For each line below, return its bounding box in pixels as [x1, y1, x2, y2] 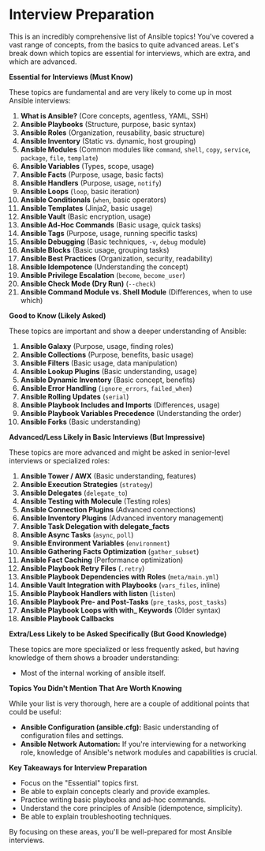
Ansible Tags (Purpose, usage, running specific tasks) [20, 228, 198, 238]
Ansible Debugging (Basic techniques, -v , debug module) [20, 237, 207, 246]
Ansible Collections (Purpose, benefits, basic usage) [20, 350, 194, 359]
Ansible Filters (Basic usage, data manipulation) [20, 358, 178, 368]
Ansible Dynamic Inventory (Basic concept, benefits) [20, 375, 196, 384]
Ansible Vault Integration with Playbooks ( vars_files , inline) [20, 580, 221, 590]
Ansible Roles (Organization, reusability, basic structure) [20, 128, 205, 137]
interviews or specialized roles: [9, 455, 110, 465]
